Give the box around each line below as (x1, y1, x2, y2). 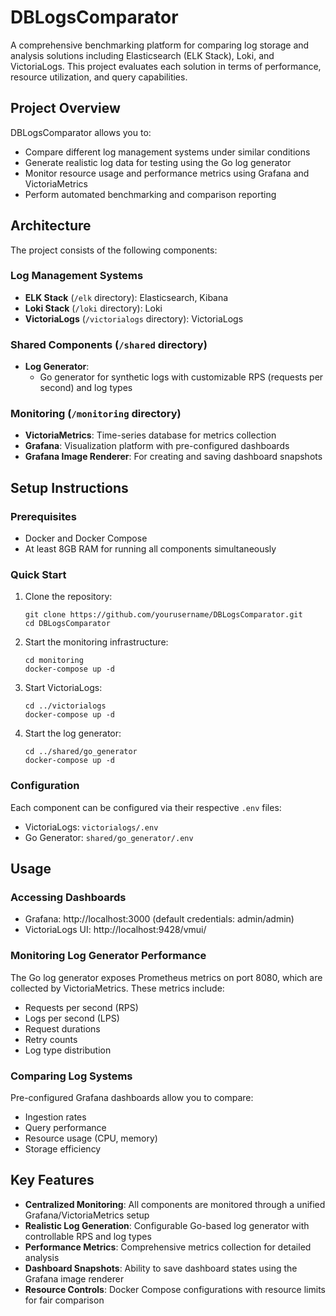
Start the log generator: (24, 727, 122, 740)
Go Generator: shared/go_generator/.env (24, 831, 194, 843)
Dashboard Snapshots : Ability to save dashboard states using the (24, 1262, 298, 1274)
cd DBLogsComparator (24, 619, 111, 629)
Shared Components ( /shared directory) (10, 337, 208, 351)
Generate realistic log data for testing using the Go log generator (24, 156, 292, 168)
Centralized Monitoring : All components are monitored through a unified (24, 1198, 326, 1210)
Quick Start (10, 568, 67, 582)
